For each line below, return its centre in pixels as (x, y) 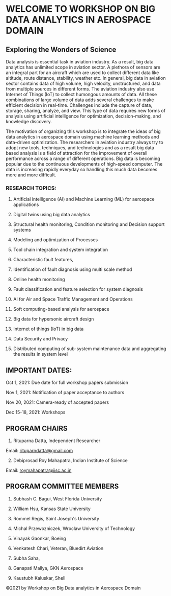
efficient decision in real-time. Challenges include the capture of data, (79, 105)
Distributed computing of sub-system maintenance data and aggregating (90, 349)
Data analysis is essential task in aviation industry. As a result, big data (80, 62)
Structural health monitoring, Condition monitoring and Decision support (89, 224)
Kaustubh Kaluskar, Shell (39, 578)
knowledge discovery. (29, 121)
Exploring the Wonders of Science (61, 49)
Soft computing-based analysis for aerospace (61, 309)
